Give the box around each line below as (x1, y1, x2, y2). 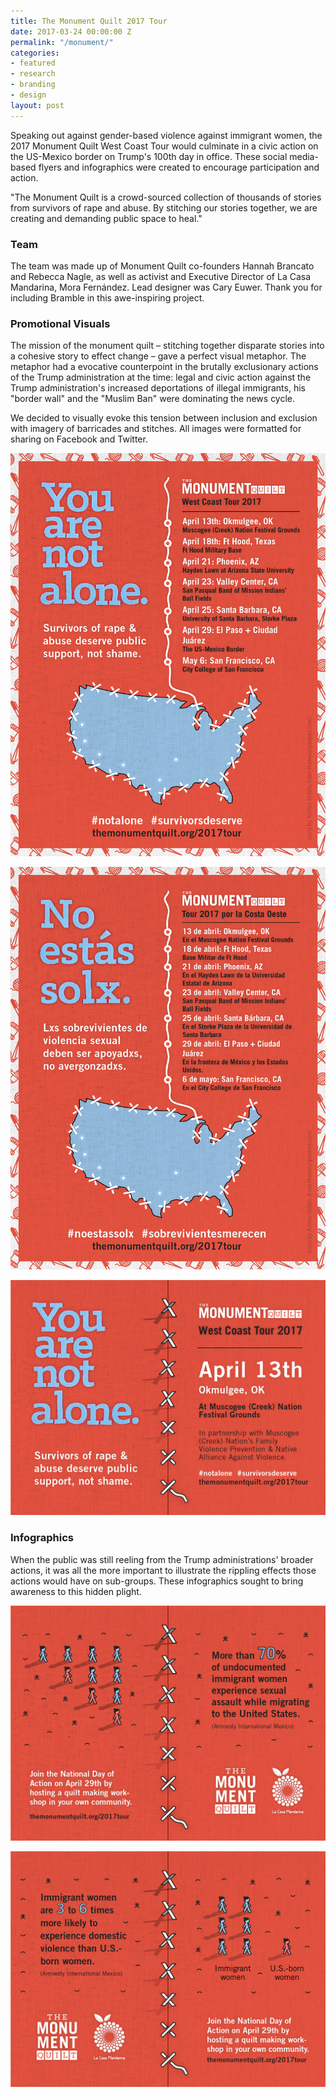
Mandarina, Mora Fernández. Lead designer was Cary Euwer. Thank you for (10, 281, 323, 293)
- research (10, 69, 56, 79)
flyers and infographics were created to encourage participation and (38, 161, 320, 173)
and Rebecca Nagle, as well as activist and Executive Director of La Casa (10, 270, 312, 282)
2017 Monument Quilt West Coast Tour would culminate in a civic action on (10, 140, 319, 152)
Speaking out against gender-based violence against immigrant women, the (10, 129, 323, 141)
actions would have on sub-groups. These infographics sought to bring (10, 1575, 304, 1587)
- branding (10, 80, 56, 90)
